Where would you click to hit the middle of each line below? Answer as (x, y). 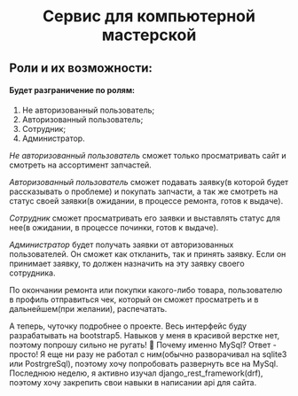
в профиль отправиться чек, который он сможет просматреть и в (134, 299)
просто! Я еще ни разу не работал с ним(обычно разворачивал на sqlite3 (148, 354)
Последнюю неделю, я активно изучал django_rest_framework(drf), (136, 373)
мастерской (149, 35)
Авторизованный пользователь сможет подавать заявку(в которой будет (149, 182)
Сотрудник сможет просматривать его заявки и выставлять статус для (145, 218)
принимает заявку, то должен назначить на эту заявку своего (127, 263)
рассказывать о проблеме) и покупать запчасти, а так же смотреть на (144, 191)
